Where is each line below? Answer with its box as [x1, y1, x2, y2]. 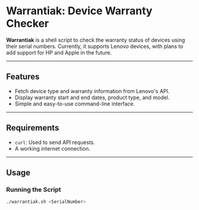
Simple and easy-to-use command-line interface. [14, 100, 135, 107]
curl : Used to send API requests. [14, 138, 95, 146]
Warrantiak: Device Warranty [6, 4, 153, 18]
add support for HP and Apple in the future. [6, 49, 112, 56]
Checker [6, 17, 49, 30]
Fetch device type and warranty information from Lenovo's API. [14, 87, 170, 94]
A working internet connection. [14, 145, 91, 152]
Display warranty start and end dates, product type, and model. [14, 94, 170, 101]
